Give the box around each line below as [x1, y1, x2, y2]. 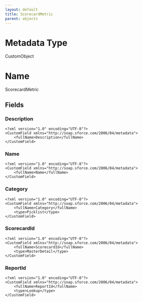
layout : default [5, 7, 38, 12]
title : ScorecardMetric [5, 12, 54, 17]
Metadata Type [5, 37, 68, 48]
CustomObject [5, 53, 34, 59]
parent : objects [5, 16, 38, 21]
